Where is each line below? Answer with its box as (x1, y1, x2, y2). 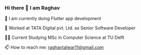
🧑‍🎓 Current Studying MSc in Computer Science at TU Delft (4, 34, 125, 41)
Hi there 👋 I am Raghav (4, 4, 60, 11)
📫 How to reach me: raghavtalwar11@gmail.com (4, 44, 104, 51)
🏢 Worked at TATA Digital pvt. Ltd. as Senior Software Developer (4, 25, 136, 31)
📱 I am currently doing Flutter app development (4, 16, 101, 22)
